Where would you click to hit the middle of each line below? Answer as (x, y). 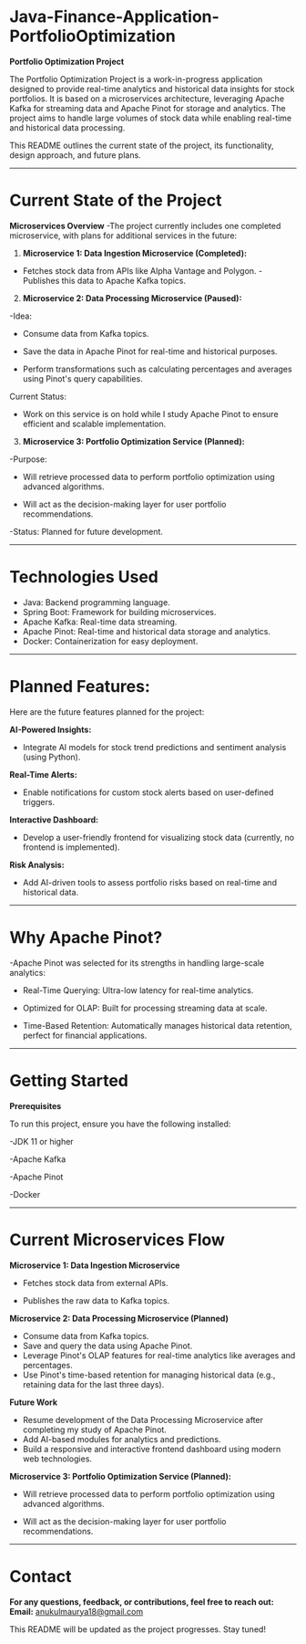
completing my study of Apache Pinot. (94, 1429)
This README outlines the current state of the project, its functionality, (142, 145)
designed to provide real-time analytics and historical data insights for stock (152, 89)
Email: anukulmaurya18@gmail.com (76, 1611)
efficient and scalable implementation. (94, 424)
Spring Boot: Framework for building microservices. (119, 612)
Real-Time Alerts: (43, 774)
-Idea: (20, 316)
